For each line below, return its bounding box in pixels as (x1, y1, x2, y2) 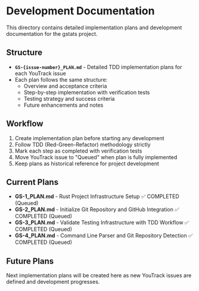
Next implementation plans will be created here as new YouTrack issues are (6, 272, 192, 279)
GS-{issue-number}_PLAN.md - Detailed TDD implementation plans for (14, 63, 182, 70)
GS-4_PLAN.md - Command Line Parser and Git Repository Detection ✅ (14, 232, 193, 239)
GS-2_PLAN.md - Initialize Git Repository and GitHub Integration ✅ (14, 206, 180, 213)
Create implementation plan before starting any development (14, 134, 165, 141)
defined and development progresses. (6, 278, 100, 286)
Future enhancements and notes (23, 101, 104, 109)
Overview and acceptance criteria (23, 82, 107, 89)
